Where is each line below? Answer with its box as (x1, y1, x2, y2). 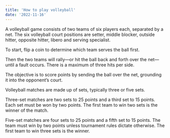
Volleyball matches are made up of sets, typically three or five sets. (5, 86, 145, 93)
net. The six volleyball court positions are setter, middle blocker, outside (5, 31, 155, 37)
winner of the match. (5, 107, 49, 113)
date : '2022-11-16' (5, 12, 47, 17)
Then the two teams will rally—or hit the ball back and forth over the (5, 56, 147, 62)
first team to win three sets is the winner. (5, 127, 90, 134)
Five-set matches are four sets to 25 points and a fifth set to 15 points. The (5, 117, 161, 123)
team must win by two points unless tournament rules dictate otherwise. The (5, 122, 165, 128)
